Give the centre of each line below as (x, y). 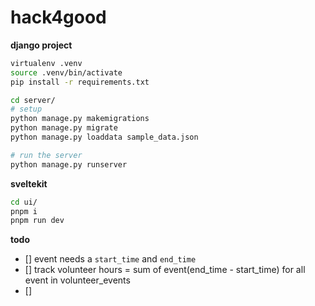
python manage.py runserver (69, 164)
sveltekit (29, 183)
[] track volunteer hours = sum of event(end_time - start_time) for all (165, 270)
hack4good (58, 17)
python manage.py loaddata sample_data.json (104, 137)
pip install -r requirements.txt (80, 82)
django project (41, 45)
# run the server (46, 155)
